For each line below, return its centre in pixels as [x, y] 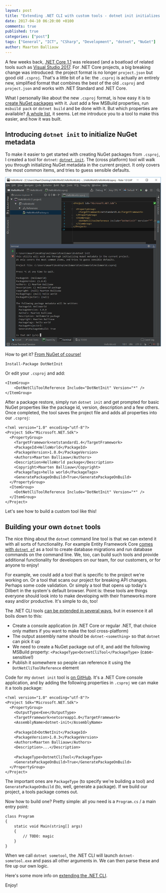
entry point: [17, 807]
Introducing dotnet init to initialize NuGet [71, 135]
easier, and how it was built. [33, 119]
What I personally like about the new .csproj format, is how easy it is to [78, 98]
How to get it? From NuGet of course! [43, 354]
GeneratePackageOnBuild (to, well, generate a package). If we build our [76, 787]
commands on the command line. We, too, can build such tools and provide [82, 555]
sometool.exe [19, 861]
